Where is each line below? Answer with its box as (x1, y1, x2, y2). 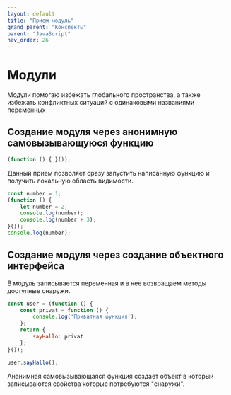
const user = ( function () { (7, 300, 93, 307)
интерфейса (7, 260, 65, 273)
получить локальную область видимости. (7, 176, 134, 185)
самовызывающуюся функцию (7, 137, 154, 149)
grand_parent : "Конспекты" (7, 23, 87, 30)
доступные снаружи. (7, 286, 71, 294)
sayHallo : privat (32, 333, 83, 340)
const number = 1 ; (7, 190, 61, 197)
